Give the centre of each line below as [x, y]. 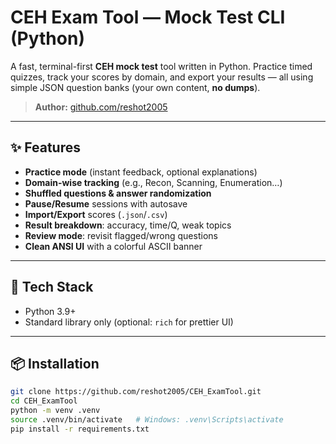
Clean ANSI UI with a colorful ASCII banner [113, 246]
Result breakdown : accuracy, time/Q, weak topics [128, 225]
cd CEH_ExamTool [44, 401]
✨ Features [45, 147]
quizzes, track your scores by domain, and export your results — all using [162, 77]
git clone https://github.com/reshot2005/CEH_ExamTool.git [136, 392]
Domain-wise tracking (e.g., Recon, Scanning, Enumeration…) [153, 182]
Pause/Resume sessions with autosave [106, 203]
